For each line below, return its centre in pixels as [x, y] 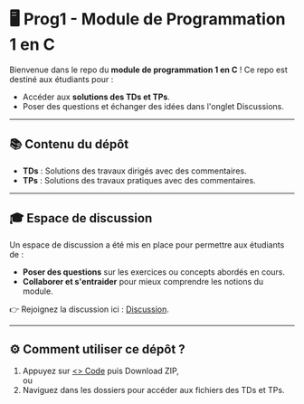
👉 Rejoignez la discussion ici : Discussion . [89, 309]
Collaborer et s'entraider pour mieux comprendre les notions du [143, 281]
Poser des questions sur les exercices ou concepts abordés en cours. [154, 272]
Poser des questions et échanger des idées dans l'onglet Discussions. [153, 106]
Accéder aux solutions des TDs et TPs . [96, 97]
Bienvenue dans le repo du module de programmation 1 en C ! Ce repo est [148, 70]
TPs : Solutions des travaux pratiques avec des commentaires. [139, 180]
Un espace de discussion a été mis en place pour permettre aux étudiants [147, 244]
